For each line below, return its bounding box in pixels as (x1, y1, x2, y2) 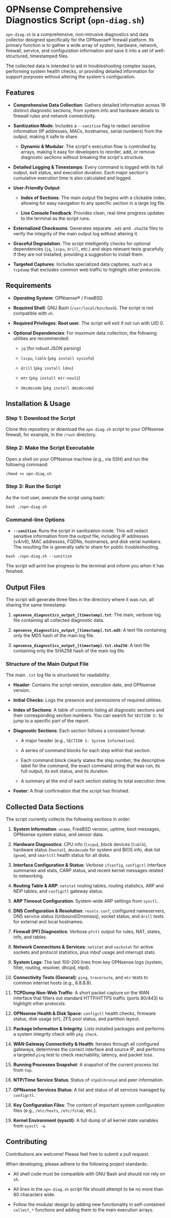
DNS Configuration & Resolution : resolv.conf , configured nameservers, (13, 908, 165, 914)
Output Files (6, 583, 45, 591)
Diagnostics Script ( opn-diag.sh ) (6, 14, 145, 26)
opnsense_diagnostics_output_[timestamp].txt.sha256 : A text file (13, 642, 150, 648)
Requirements (6, 281, 51, 290)
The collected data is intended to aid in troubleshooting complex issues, (6, 63, 157, 69)
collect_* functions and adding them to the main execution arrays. (13, 1206, 154, 1213)
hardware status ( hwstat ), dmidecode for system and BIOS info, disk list (13, 847, 161, 853)
